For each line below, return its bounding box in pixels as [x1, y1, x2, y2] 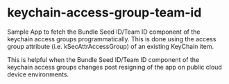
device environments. [7, 70, 69, 78]
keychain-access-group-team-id [7, 5, 202, 21]
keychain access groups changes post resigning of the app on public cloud [7, 63, 222, 71]
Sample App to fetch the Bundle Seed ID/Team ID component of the [7, 28, 201, 36]
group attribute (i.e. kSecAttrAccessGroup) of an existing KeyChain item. [7, 42, 214, 50]
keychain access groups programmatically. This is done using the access [7, 34, 217, 43]
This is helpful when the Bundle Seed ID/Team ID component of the [7, 55, 200, 63]
